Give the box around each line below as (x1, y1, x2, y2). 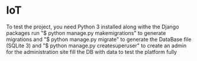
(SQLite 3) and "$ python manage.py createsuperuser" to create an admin (6, 42, 187, 49)
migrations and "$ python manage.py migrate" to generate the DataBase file (6, 36, 192, 43)
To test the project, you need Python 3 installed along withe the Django (6, 23, 179, 30)
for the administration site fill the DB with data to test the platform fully (6, 48, 177, 55)
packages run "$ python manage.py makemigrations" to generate (6, 29, 166, 36)
